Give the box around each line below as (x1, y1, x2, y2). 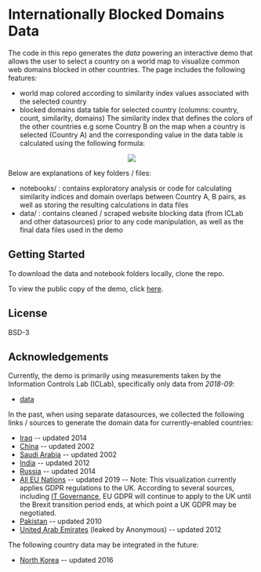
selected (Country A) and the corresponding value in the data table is (19, 129, 244, 139)
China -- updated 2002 (19, 442, 95, 451)
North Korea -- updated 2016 (19, 556, 114, 565)
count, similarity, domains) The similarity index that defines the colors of (19, 113, 253, 122)
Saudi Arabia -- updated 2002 (19, 450, 118, 460)
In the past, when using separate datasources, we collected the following (8, 410, 245, 419)
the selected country (19, 97, 87, 106)
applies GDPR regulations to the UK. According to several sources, (19, 483, 235, 493)
